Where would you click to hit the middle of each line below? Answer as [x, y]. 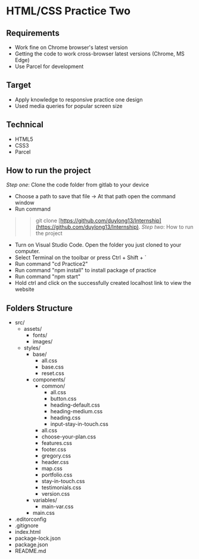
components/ [49, 380]
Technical [25, 125]
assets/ [33, 329]
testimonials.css [61, 487]
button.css [63, 399]
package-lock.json [38, 538]
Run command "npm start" [47, 277]
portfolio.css [57, 475]
